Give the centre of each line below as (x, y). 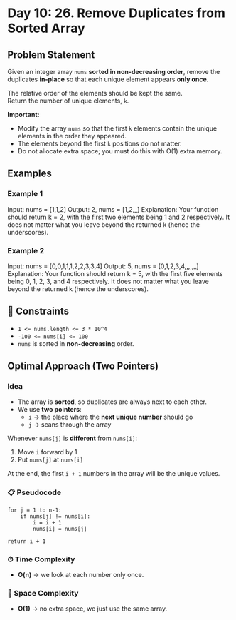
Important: (23, 115)
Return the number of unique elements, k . (68, 101)
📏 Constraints (38, 311)
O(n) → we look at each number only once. (81, 575)
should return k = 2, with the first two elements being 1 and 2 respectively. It (119, 217)
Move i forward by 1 (47, 452)
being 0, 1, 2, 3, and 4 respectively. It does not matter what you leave (108, 281)
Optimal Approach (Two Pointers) (83, 366)
